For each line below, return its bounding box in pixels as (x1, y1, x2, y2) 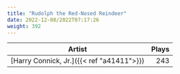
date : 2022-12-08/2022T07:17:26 (7, 16, 99, 23)
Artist (68, 45, 88, 54)
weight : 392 (7, 23, 41, 29)
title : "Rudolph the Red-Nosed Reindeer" (7, 10, 127, 17)
